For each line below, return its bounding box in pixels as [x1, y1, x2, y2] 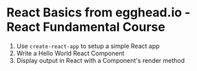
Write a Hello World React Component [16, 49, 125, 57]
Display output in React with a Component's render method [16, 56, 185, 64]
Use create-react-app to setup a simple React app [16, 42, 160, 50]
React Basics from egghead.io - [6, 5, 191, 20]
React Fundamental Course [6, 19, 166, 35]
